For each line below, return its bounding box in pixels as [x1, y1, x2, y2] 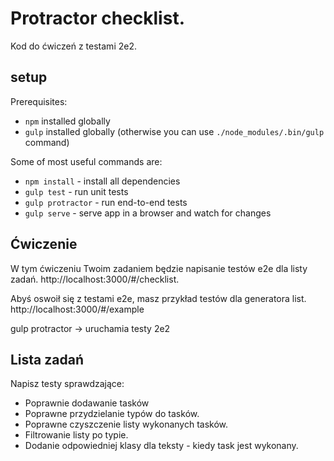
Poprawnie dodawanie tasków [24, 397, 150, 409]
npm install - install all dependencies [24, 175, 181, 187]
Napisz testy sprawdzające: [10, 378, 125, 390]
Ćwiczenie [10, 236, 78, 253]
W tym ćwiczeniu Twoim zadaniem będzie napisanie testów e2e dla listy [10, 262, 308, 274]
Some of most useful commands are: [10, 155, 163, 167]
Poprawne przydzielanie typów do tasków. [24, 408, 200, 420]
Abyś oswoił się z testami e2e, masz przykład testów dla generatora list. [10, 292, 307, 304]
